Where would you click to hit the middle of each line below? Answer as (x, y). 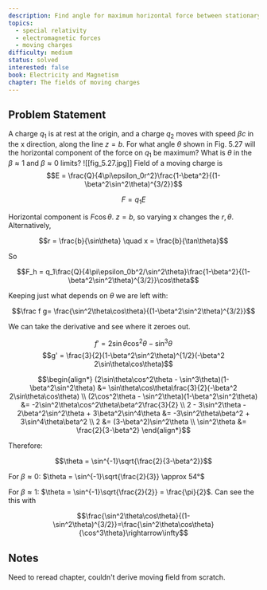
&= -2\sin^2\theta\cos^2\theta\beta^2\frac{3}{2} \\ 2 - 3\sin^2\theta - (133, 405)
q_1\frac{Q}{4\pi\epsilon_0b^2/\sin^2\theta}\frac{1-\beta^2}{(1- (148, 271)
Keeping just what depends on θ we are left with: (88, 295)
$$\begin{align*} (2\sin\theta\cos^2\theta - (108, 380)
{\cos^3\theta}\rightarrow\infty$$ (133, 533)
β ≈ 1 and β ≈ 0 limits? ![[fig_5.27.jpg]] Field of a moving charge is (116, 163)
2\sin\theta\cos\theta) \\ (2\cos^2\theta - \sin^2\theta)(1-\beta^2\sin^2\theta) (133, 396)
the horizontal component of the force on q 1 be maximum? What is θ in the (130, 154)
